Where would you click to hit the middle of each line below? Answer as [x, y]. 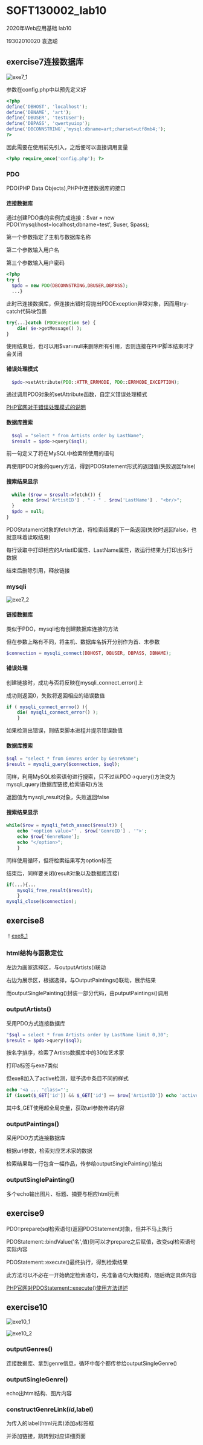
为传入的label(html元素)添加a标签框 [50, 1423]
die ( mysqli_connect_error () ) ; [58, 712]
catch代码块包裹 [27, 311]
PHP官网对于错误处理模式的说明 [46, 407]
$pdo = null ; [28, 512]
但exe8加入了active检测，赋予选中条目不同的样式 [67, 1078]
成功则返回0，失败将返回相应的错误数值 [56, 696]
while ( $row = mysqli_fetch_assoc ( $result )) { [64, 825]
